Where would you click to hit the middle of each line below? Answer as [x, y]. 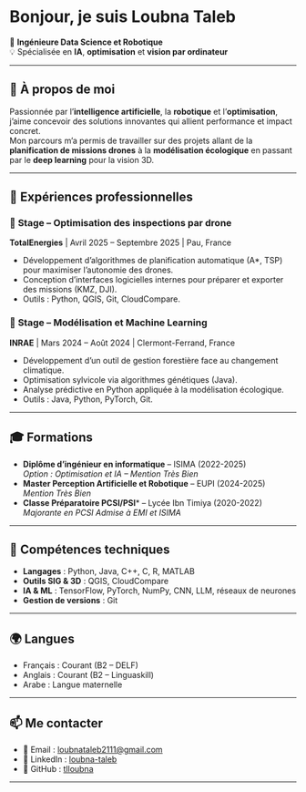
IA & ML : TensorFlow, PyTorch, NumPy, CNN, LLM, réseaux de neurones [159, 591]
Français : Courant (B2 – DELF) [81, 665]
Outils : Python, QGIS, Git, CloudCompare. [101, 299]
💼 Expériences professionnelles [101, 197]
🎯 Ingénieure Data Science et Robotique [87, 42]
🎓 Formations [51, 438]
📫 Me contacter [56, 723]
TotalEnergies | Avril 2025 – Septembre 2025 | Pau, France [121, 242]
